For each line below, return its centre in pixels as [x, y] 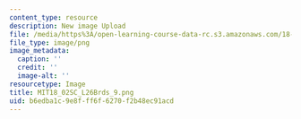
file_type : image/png [50, 42]
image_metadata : [39, 51]
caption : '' [40, 59]
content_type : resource [54, 17]
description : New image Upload [68, 26]
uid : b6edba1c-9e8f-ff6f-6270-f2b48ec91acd [92, 101]
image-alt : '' [43, 76]
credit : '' [38, 68]
